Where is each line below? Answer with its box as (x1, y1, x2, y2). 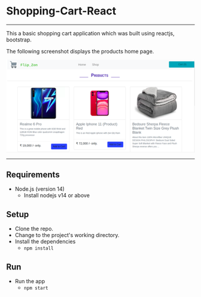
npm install (23, 245, 54, 251)
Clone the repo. (14, 225, 54, 232)
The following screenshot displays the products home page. (6, 47, 154, 55)
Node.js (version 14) (14, 185, 65, 193)
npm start (23, 285, 49, 291)
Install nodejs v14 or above (23, 192, 90, 199)
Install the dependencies (14, 238, 76, 245)
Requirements (6, 169, 60, 179)
